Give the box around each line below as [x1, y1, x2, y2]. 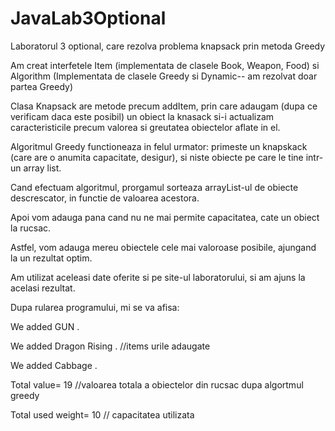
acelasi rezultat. [10, 282, 76, 294]
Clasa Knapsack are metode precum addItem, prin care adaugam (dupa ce [10, 100, 318, 112]
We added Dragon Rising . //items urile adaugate [10, 340, 211, 352]
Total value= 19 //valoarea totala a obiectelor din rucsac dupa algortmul [10, 378, 304, 391]
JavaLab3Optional [10, 7, 167, 30]
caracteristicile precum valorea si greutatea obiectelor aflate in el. [10, 121, 281, 133]
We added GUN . [10, 320, 80, 332]
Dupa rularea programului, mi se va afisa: [10, 301, 180, 313]
